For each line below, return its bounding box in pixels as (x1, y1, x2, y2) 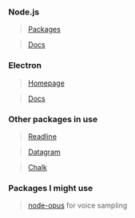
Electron (8, 60, 42, 71)
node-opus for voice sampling (27, 200, 128, 210)
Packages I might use (8, 182, 93, 193)
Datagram (27, 147, 62, 157)
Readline (27, 131, 58, 141)
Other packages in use (8, 113, 98, 125)
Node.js (8, 6, 40, 18)
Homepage (27, 78, 66, 88)
